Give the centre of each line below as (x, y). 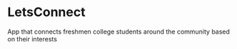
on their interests (32, 38)
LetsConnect (46, 12)
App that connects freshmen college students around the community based (119, 31)
